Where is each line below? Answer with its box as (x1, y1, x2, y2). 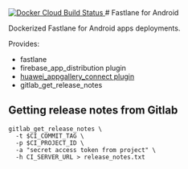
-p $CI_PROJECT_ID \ (15, 138, 84, 147)
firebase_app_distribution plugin (19, 64, 127, 72)
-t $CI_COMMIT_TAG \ (15, 132, 84, 140)
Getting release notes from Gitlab (8, 104, 178, 117)
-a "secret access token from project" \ (15, 146, 157, 154)
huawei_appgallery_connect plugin (19, 72, 135, 81)
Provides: (8, 39, 40, 48)
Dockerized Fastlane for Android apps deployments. (8, 23, 181, 33)
